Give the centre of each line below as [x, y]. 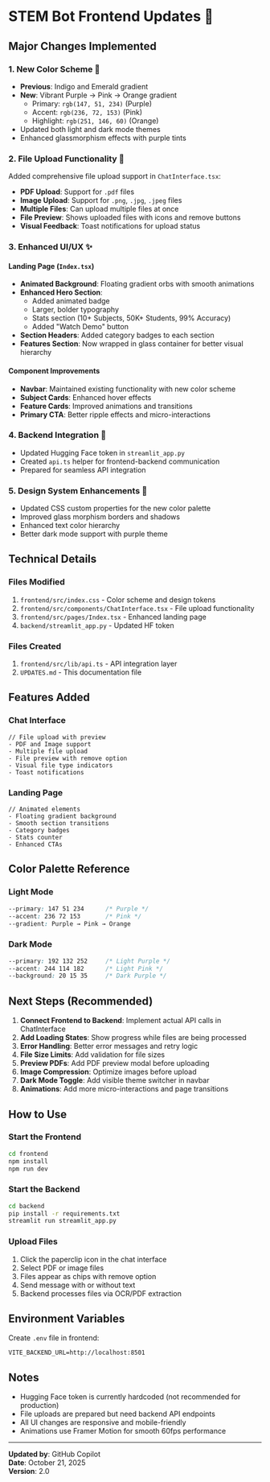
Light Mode [31, 892]
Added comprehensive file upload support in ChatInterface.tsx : [115, 176]
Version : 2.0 [29, 1472]
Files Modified [37, 582]
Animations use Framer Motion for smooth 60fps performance [123, 1431]
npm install [28, 1161]
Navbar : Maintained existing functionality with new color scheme [128, 389]
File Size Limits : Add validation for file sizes [92, 1055]
